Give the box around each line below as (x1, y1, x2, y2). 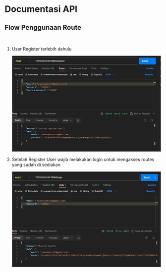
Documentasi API (4, 3, 78, 15)
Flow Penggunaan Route (4, 23, 82, 32)
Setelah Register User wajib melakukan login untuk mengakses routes (11, 157, 155, 163)
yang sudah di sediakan (11, 162, 60, 168)
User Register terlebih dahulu (11, 46, 72, 52)
